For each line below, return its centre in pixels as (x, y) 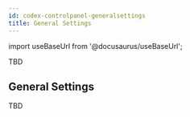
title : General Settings (50, 23)
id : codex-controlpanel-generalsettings (77, 16)
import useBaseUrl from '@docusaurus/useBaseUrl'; (95, 46)
